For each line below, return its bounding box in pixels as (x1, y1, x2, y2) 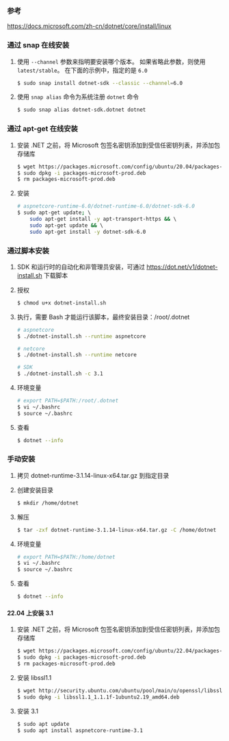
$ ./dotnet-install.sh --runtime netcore (16, 352, 137, 359)
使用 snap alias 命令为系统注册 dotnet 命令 (16, 93, 139, 101)
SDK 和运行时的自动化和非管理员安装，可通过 (16, 263, 146, 271)
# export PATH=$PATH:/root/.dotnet (16, 398, 119, 404)
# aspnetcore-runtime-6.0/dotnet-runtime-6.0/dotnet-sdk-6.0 (16, 203, 196, 210)
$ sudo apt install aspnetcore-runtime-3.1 (16, 727, 144, 734)
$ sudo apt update (16, 720, 70, 727)
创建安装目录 (16, 485, 53, 494)
